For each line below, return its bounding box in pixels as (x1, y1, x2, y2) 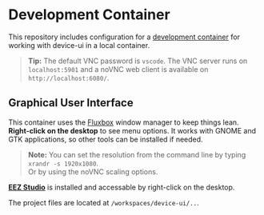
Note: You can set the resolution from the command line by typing (27, 149, 246, 159)
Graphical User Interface (8, 96, 134, 109)
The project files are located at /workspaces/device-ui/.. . (8, 197, 200, 207)
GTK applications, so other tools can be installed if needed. (8, 134, 203, 144)
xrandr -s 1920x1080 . (27, 158, 98, 168)
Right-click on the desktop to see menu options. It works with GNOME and (8, 125, 257, 135)
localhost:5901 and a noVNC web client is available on (27, 64, 209, 74)
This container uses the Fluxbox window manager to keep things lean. (8, 117, 239, 127)
